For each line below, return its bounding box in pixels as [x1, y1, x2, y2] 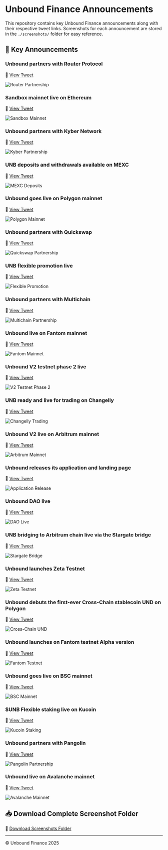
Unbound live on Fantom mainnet [5, 330, 87, 337]
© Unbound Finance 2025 [5, 839, 59, 846]
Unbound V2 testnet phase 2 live [5, 363, 86, 370]
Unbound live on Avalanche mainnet [5, 773, 95, 780]
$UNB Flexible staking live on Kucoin [5, 706, 96, 713]
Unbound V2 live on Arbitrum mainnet [5, 431, 99, 438]
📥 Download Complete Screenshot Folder [5, 809, 138, 818]
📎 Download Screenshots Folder [5, 825, 71, 831]
